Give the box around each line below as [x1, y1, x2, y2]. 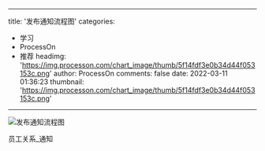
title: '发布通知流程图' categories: [8, 17, 116, 26]
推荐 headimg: [19, 52, 67, 61]
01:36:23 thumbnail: [19, 77, 84, 87]
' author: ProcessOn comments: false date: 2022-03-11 [49, 68, 228, 78]
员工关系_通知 [8, 134, 54, 143]
